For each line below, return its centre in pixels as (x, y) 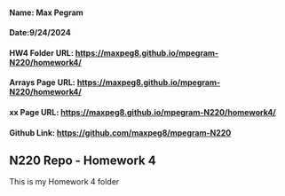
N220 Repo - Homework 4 (83, 160)
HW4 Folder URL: (41, 52)
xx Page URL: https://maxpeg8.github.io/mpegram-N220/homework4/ (143, 112)
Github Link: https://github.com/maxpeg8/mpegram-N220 (120, 132)
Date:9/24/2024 (40, 33)
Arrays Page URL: (42, 82)
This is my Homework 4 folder (64, 182)
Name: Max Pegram (47, 12)
